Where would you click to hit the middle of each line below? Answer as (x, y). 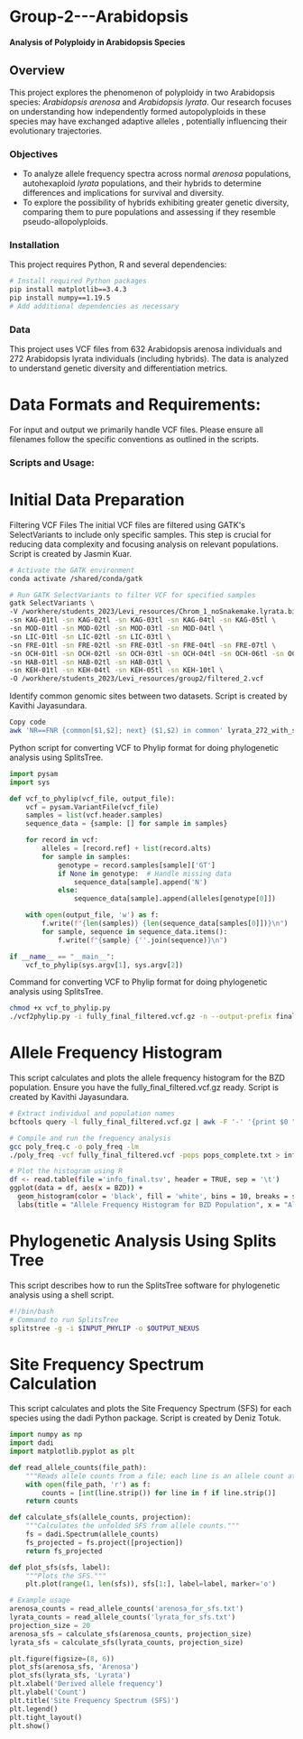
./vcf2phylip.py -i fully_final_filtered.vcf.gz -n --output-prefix (141, 1017)
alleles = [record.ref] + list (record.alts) (127, 849)
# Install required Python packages (78, 282)
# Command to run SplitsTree (64, 1319)
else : (68, 891)
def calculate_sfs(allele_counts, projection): (101, 1518)
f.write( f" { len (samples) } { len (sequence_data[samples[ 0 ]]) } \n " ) (165, 924)
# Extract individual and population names (92, 1114)
